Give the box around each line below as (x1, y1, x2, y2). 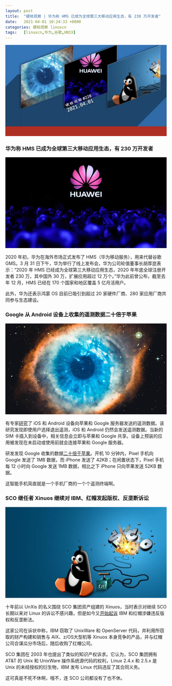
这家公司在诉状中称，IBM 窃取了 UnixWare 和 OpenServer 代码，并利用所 (5, 627, 160, 634)
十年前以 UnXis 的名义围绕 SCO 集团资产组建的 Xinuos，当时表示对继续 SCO (5, 604, 167, 610)
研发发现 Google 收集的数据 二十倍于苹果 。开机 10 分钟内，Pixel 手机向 (5, 450, 154, 456)
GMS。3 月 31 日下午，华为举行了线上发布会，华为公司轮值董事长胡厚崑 (5, 260, 157, 266)
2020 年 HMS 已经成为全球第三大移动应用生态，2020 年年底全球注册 (16, 267, 162, 273)
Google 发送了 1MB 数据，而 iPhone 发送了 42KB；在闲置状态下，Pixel (5, 457, 154, 463)
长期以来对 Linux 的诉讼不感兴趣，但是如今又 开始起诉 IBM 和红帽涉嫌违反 (5, 610, 160, 616)
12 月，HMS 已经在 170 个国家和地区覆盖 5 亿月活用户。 (11, 280, 129, 286)
